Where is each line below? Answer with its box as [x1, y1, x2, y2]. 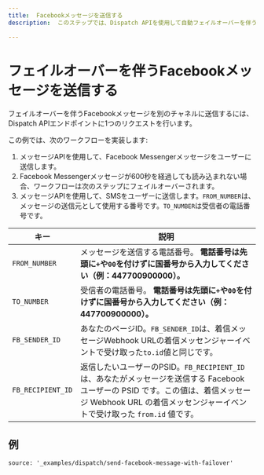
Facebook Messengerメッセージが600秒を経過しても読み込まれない [19, 172, 240, 181]
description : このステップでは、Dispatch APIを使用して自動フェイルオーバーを [8, 19, 246, 27]
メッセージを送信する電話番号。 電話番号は [79, 247, 240, 258]
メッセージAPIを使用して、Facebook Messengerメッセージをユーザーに [19, 152, 252, 162]
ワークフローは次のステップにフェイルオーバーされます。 [33, 181, 219, 191]
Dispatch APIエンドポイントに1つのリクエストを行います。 [8, 119, 196, 128]
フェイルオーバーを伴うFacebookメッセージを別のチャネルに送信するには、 [8, 109, 254, 119]
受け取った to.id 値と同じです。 [103, 347, 218, 358]
